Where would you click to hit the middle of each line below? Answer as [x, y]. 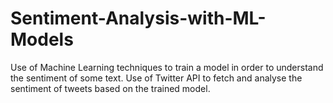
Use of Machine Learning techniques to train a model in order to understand [167, 67]
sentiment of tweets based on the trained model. [110, 88]
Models [42, 39]
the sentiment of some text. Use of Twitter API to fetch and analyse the [156, 78]
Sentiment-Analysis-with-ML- [138, 18]
